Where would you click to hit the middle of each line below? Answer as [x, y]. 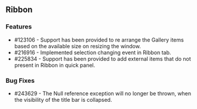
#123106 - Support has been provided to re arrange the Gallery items [99, 40]
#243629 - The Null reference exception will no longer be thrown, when [103, 93]
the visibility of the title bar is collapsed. [63, 99]
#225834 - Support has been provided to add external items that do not [103, 58]
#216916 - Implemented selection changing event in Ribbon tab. [93, 52]
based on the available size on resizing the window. [78, 46]
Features [19, 27]
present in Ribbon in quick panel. [55, 65]
